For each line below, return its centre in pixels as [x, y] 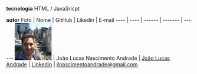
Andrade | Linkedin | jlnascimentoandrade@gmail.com [72, 64]
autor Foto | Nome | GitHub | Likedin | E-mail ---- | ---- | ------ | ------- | [94, 20]
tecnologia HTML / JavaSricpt [43, 9]
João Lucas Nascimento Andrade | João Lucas [113, 58]
